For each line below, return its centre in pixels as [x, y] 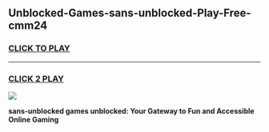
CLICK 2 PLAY [36, 78]
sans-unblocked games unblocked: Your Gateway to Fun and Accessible [131, 110]
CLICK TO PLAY [39, 49]
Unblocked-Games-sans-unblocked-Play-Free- [130, 13]
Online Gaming [34, 119]
